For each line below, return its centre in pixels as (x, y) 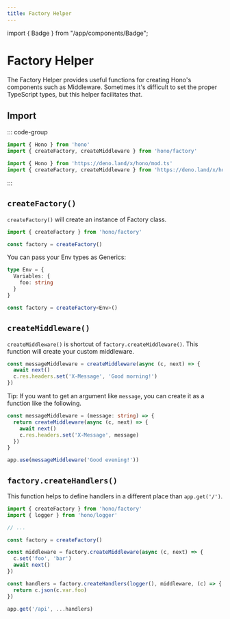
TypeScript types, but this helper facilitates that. (75, 94)
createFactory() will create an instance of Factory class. (87, 219)
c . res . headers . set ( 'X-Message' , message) (79, 435)
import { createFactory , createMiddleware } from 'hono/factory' (102, 151)
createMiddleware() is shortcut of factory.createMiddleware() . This (103, 344)
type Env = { (26, 270)
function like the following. (44, 403)
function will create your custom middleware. (71, 351)
